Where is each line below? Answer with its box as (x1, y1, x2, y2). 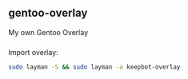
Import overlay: (8, 47, 58, 57)
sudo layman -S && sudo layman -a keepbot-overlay (8, 63, 181, 71)
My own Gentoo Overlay (8, 27, 89, 37)
